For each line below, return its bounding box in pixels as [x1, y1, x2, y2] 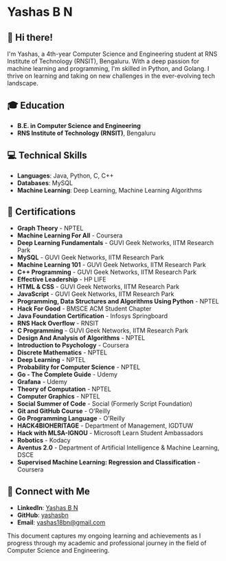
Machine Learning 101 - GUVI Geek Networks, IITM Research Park [16, 261, 206, 269]
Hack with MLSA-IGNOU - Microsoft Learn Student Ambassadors [16, 429, 204, 437]
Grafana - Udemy [16, 378, 67, 386]
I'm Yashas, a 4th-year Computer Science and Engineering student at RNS [7, 50, 218, 58]
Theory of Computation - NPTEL [16, 385, 111, 393]
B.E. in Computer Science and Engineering [16, 121, 141, 129]
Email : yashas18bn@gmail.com [16, 518, 106, 527]
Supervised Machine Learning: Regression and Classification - [16, 458, 201, 467]
